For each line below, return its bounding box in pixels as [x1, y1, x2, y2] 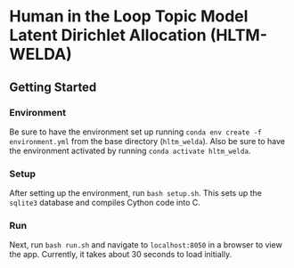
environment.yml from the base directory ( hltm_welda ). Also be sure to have [9, 135, 285, 146]
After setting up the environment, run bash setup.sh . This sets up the [9, 188, 263, 199]
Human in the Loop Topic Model [9, 6, 249, 27]
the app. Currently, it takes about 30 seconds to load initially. [9, 249, 233, 260]
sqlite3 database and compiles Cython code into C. [9, 198, 200, 208]
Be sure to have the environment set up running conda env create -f [9, 126, 262, 137]
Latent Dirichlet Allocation [9, 25, 207, 45]
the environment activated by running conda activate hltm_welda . [9, 145, 251, 156]
